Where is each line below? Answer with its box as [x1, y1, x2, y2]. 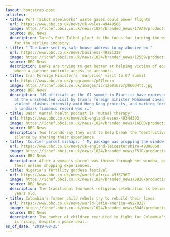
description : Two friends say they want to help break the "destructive [10, 130, 166, 135]
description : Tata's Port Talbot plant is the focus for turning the [10, 36, 159, 41]
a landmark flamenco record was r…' [14, 106, 92, 111]
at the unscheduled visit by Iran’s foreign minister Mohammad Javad [14, 97, 164, 102]
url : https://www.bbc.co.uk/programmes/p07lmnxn [10, 78, 114, 83]
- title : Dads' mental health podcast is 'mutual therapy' [5, 111, 133, 116]
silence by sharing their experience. [14, 135, 96, 140]
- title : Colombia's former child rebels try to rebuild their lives [5, 195, 155, 201]
